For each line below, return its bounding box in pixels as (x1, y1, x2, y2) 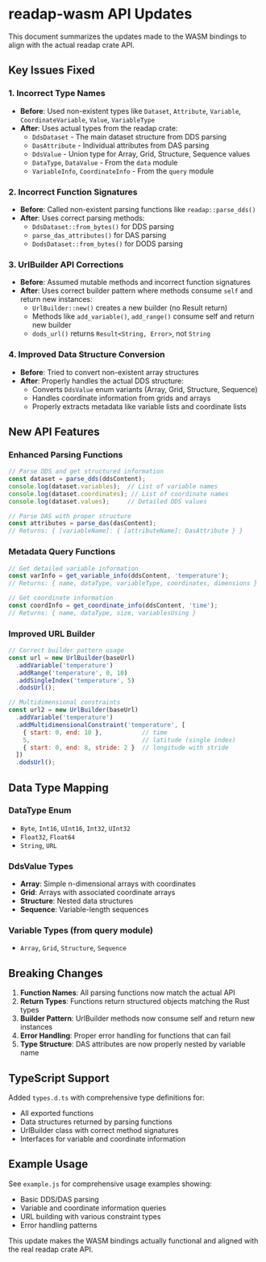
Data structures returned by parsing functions (19, 1117, 172, 1126)
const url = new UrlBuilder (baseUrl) (8, 654, 135, 662)
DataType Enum (8, 804, 72, 816)
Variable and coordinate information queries (19, 1203, 167, 1213)
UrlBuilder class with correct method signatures (19, 1126, 179, 1135)
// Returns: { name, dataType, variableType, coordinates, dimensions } (8, 579, 258, 587)
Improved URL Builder (8, 628, 95, 639)
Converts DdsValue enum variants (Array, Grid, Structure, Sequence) (31, 384, 258, 394)
